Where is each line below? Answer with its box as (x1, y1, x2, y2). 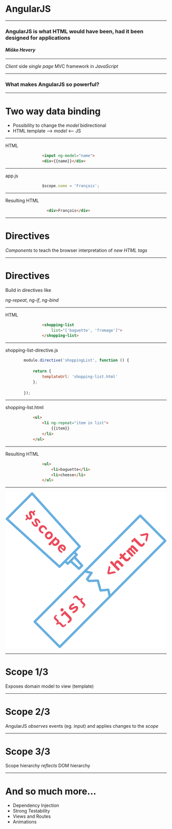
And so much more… (5, 785, 96, 797)
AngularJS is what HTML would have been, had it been (5, 28, 144, 35)
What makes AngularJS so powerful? (5, 81, 100, 88)
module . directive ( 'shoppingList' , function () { (24, 358, 130, 363)
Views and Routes (12, 813, 51, 820)
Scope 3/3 (5, 746, 50, 757)
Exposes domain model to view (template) (5, 683, 94, 689)
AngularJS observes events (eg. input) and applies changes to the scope (5, 723, 159, 729)
